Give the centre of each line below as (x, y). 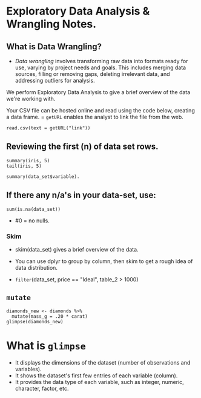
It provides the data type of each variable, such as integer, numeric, (100, 382)
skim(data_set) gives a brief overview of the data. (77, 249)
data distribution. (36, 267)
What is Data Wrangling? (54, 46)
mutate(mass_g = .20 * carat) (50, 316)
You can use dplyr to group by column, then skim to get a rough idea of (104, 261)
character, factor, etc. (42, 388)
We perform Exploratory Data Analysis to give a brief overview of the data (98, 92)
